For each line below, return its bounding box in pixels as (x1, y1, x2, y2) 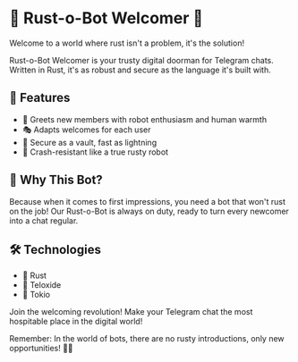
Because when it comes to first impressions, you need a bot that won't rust (9, 196, 286, 206)
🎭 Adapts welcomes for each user (21, 124, 151, 135)
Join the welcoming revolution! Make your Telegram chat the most (9, 307, 253, 317)
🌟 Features (9, 90, 71, 105)
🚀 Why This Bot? (9, 173, 103, 188)
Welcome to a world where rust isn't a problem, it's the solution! (9, 38, 244, 48)
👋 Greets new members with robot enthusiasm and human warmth (21, 114, 267, 124)
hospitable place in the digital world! (9, 316, 143, 327)
